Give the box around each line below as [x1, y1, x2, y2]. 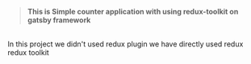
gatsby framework [27, 15, 91, 25]
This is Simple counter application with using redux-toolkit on [27, 7, 239, 16]
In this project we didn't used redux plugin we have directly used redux [7, 39, 244, 49]
